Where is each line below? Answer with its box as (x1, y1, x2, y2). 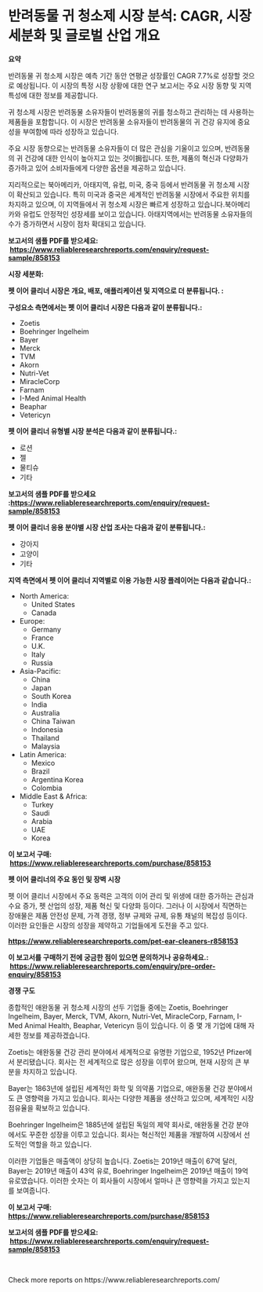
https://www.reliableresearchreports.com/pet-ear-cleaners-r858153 (8, 936, 239, 946)
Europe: (19, 616, 45, 625)
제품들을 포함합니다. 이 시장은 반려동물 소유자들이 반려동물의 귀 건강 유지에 (8, 117, 236, 126)
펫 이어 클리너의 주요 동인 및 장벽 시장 (8, 874, 121, 884)
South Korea (31, 691, 72, 701)
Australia (31, 708, 60, 717)
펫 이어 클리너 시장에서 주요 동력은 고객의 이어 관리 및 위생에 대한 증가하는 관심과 (8, 891, 254, 900)
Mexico (31, 758, 56, 767)
